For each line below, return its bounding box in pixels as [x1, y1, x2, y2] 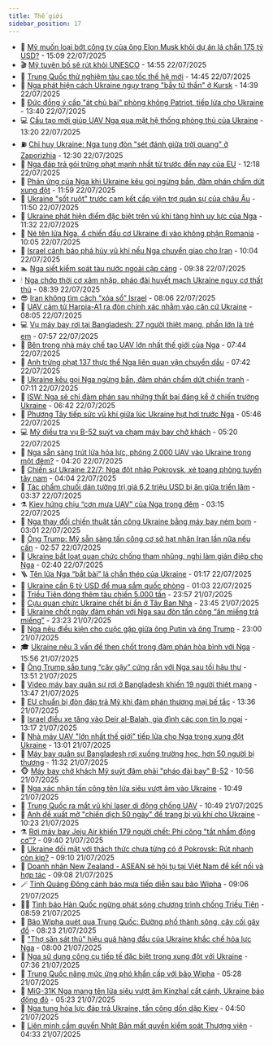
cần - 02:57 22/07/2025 [19, 543, 102, 552]
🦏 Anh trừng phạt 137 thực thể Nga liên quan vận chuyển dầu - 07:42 [19, 357, 251, 367]
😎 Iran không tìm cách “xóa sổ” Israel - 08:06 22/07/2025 [19, 292, 216, 302]
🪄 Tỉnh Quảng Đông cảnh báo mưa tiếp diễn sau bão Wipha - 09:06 [19, 879, 249, 889]
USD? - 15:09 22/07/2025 [19, 51, 107, 60]
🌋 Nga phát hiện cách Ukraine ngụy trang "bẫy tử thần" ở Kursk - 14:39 [19, 80, 258, 90]
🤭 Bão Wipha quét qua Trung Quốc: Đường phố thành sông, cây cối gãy [19, 916, 260, 926]
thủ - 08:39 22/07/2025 [19, 284, 100, 294]
